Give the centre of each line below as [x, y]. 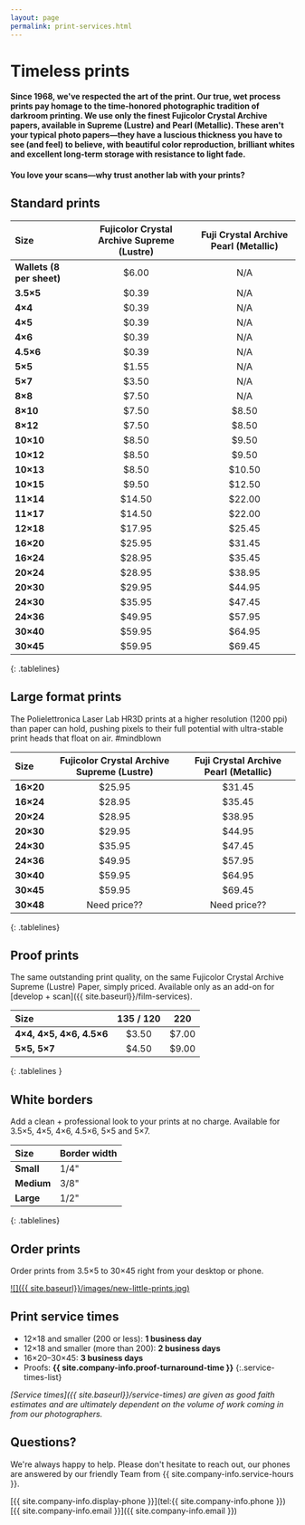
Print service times [65, 1317]
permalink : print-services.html [71, 26]
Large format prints [66, 697]
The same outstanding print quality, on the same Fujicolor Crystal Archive [147, 977]
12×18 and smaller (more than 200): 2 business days [122, 1348]
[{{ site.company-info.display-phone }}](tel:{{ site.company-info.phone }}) [148, 1501]
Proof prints [45, 955]
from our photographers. [57, 1414]
